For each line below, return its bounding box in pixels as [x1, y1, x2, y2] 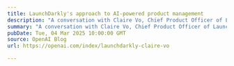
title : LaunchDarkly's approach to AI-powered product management [7, 10, 204, 17]
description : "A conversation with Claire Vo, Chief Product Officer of [7, 17, 223, 24]
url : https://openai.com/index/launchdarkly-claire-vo [7, 42, 170, 49]
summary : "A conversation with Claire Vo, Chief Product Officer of [7, 23, 210, 30]
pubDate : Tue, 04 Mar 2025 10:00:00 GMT [7, 29, 127, 37]
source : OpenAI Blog [7, 36, 68, 43]
